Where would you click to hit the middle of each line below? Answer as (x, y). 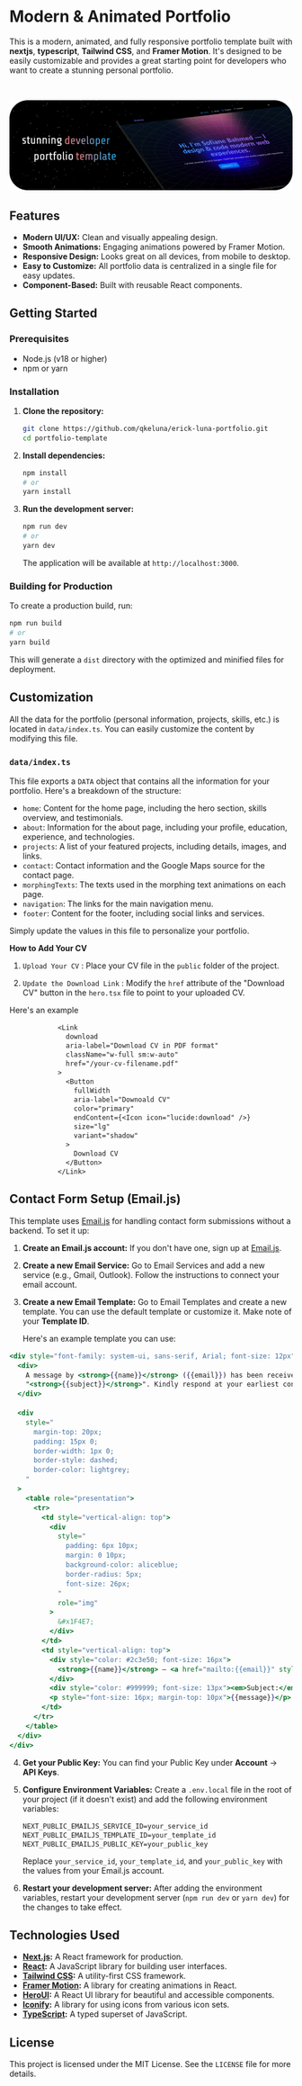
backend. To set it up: (49, 1230)
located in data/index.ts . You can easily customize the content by (132, 728)
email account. (50, 1284)
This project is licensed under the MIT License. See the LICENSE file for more (150, 2064)
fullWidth (92, 1091)
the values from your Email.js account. (93, 1870)
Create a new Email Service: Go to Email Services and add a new (143, 1265)
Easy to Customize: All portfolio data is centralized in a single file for (149, 265)
